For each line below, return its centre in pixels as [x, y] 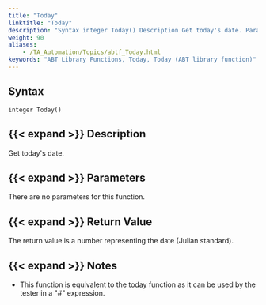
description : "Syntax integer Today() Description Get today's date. [125, 30]
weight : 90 [26, 38]
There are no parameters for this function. [76, 197]
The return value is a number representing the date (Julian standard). [121, 241]
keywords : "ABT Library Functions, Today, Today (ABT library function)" [133, 60]
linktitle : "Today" [40, 23]
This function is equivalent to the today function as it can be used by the [137, 284]
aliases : [23, 45]
